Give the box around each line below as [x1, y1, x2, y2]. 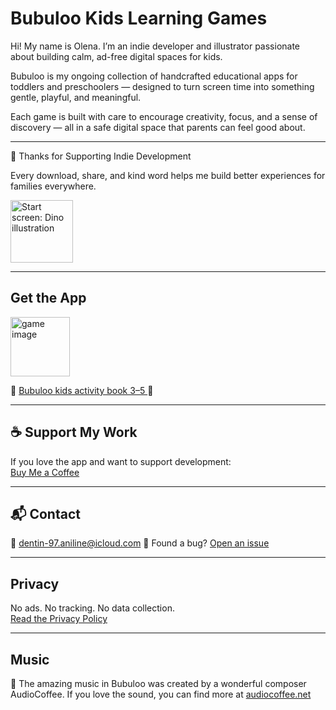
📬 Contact [10, 505, 81, 522]
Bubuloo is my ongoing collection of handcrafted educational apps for [10, 70, 298, 82]
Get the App [10, 290, 87, 307]
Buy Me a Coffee [10, 466, 80, 478]
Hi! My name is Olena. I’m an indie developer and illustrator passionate [10, 40, 301, 52]
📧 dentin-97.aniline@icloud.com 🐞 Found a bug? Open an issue [10, 537, 270, 549]
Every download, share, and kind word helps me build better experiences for [10, 169, 326, 181]
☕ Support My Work [10, 424, 138, 441]
